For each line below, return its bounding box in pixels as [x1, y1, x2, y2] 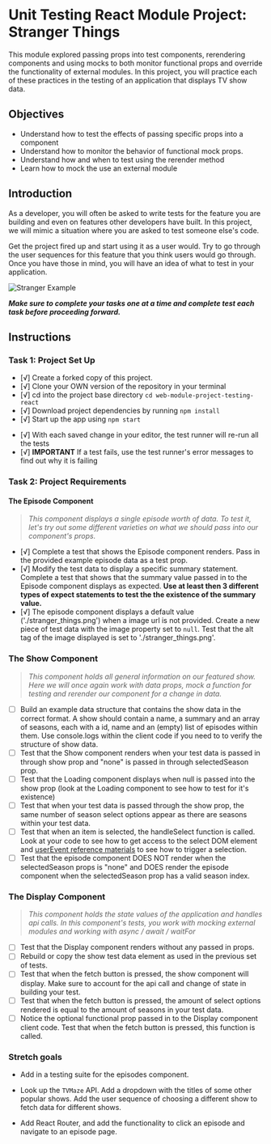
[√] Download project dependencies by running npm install [19, 406, 220, 416]
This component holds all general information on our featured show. [28, 672, 256, 681]
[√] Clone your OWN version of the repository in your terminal [19, 382, 227, 392]
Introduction [8, 187, 73, 201]
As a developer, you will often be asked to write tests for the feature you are [8, 208, 261, 218]
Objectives [8, 108, 65, 121]
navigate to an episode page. [19, 1126, 117, 1136]
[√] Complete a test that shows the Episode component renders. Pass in [19, 547, 260, 557]
